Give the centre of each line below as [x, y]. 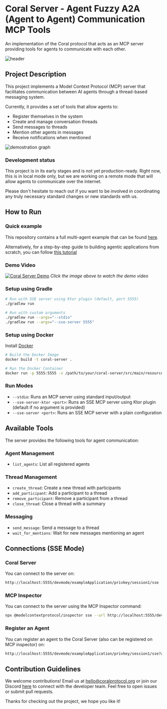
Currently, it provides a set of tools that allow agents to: [62, 106]
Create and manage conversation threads [55, 121]
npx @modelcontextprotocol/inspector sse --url [55, 616]
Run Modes [19, 386]
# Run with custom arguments [35, 313]
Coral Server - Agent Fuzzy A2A [73, 9]
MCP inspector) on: [25, 644]
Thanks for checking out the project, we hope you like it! [63, 702]
